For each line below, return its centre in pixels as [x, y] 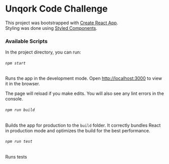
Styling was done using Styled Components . [51, 28]
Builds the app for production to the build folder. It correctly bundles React [83, 125]
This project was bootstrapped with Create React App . [62, 23]
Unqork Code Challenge [57, 9]
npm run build [20, 110]
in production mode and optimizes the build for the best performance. [78, 130]
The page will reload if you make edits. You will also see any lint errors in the [84, 93]
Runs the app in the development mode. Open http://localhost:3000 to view [84, 78]
